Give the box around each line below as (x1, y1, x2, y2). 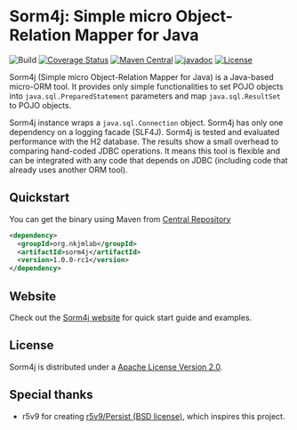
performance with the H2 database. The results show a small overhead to (9, 136, 278, 147)
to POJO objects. (9, 100, 72, 110)
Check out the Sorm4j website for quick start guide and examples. (9, 312, 253, 322)
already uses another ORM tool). (9, 164, 128, 175)
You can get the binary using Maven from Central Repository (9, 213, 231, 224)
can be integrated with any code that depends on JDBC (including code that (9, 155, 288, 165)
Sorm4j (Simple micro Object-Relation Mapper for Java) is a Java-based (9, 71, 274, 82)
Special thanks (9, 387, 93, 402)
